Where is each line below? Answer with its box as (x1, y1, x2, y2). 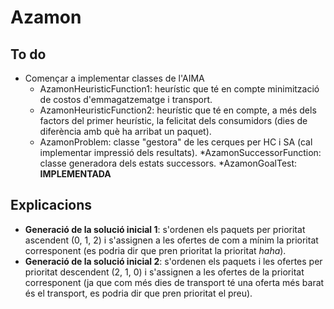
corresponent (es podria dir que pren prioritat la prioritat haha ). (24, 244, 287, 256)
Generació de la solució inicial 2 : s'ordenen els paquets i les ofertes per (24, 255, 323, 267)
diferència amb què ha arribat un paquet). (39, 126, 212, 137)
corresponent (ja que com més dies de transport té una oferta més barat (24, 276, 325, 288)
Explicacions (10, 197, 93, 214)
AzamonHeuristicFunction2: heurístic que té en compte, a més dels (39, 104, 317, 116)
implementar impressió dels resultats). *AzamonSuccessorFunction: (39, 147, 322, 158)
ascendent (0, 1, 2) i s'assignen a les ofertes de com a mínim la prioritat (24, 234, 319, 246)
